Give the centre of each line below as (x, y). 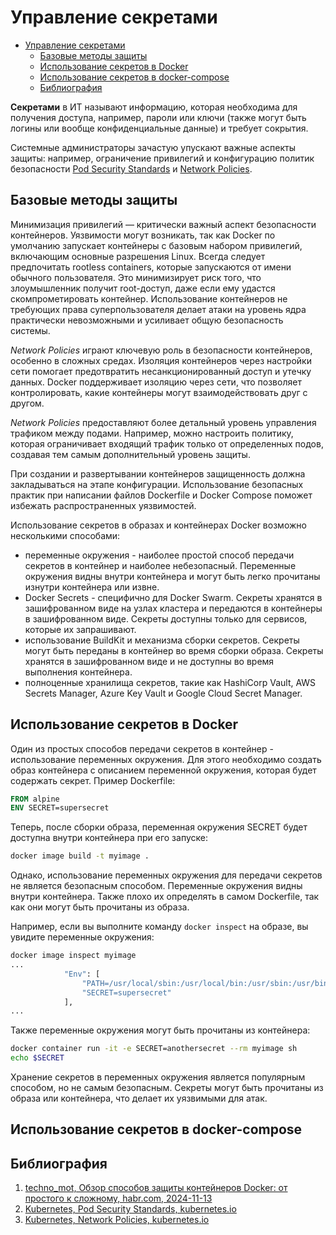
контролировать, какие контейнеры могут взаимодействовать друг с (159, 392)
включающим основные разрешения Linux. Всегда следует (138, 256)
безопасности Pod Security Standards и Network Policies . (131, 168)
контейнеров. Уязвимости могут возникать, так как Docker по (143, 235)
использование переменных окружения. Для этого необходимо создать (166, 759)
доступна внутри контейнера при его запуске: (109, 838)
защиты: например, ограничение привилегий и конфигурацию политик (162, 158)
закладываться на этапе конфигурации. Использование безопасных (157, 484)
